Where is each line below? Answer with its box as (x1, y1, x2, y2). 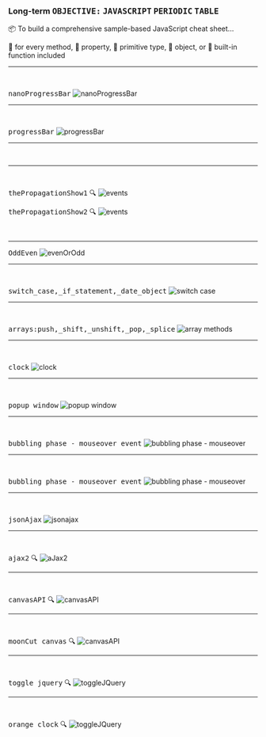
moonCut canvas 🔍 (8, 636, 76, 646)
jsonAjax (8, 515, 42, 524)
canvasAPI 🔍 (8, 595, 55, 605)
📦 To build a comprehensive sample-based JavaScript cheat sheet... (8, 24, 234, 33)
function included (8, 51, 66, 60)
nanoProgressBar (8, 89, 71, 98)
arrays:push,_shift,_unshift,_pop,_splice (8, 325, 176, 334)
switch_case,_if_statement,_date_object (8, 287, 168, 296)
